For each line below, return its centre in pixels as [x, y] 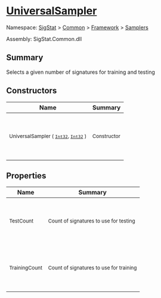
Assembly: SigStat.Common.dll [44, 39]
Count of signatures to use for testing [92, 221]
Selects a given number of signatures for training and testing [80, 72]
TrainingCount [26, 268]
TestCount [21, 221]
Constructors [32, 91]
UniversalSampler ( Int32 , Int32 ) [48, 136]
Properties [26, 176]
